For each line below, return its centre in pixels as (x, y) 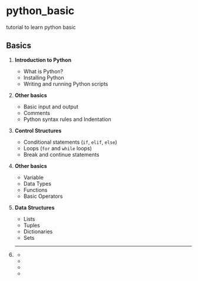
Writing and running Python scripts (66, 84)
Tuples (32, 225)
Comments (37, 113)
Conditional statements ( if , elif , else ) (70, 142)
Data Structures (34, 207)
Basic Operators (43, 196)
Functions (35, 190)
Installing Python (44, 77)
